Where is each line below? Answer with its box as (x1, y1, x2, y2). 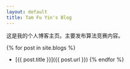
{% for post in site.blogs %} (6, 44, 76, 51)
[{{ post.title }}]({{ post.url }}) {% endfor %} (15, 56, 125, 63)
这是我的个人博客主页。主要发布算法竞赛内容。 (6, 31, 123, 39)
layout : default (6, 8, 47, 15)
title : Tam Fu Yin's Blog (6, 15, 72, 21)
